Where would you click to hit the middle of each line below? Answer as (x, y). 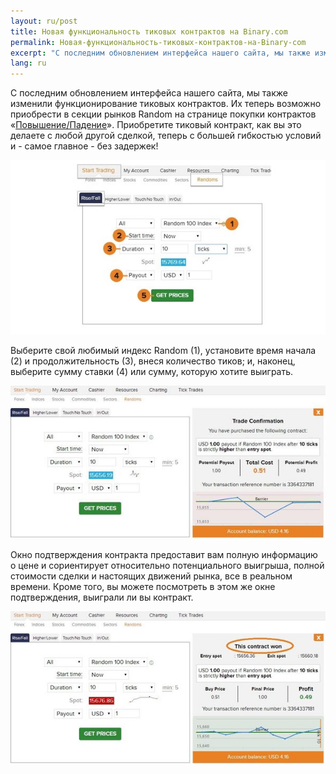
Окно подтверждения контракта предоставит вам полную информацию (164, 555)
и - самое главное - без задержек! (84, 146)
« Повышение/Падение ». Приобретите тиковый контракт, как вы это (156, 125)
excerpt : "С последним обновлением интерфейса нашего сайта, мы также (160, 53)
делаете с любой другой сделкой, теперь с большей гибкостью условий (166, 136)
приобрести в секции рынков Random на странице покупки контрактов (163, 114)
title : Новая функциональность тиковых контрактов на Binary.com (149, 31)
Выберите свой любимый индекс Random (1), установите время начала (163, 350)
